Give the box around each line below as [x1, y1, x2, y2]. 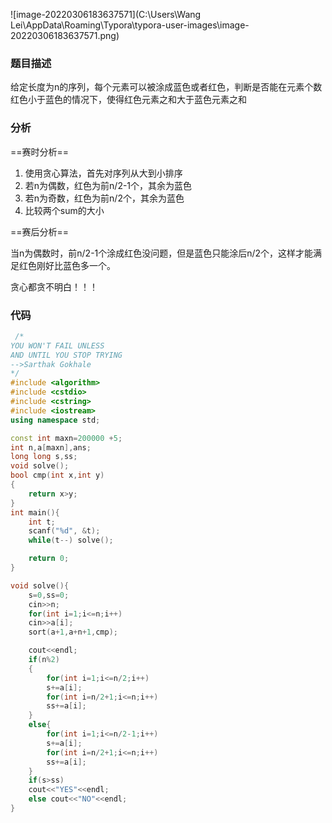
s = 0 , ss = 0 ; [28, 590, 70, 600]
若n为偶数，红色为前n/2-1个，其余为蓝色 [24, 179, 193, 191]
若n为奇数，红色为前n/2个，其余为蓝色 [24, 192, 185, 204]
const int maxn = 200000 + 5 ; [10, 433, 123, 443]
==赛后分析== [10, 225, 70, 238]
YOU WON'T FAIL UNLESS [10, 340, 105, 351]
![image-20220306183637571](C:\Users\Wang [10, 9, 202, 20]
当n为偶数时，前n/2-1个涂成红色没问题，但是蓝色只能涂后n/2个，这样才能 [10, 247, 314, 259]
